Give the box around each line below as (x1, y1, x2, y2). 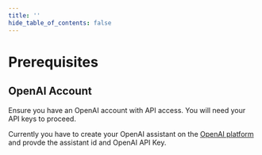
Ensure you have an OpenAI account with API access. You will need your (8, 105, 246, 115)
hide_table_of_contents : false (8, 19, 112, 27)
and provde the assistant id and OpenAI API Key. (8, 138, 167, 147)
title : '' (8, 11, 41, 20)
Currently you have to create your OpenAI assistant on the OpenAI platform (8, 129, 254, 138)
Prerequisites (8, 53, 99, 71)
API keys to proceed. (8, 114, 77, 123)
